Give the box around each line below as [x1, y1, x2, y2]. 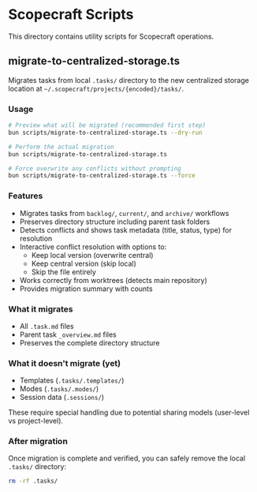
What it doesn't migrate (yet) [8, 357, 121, 368]
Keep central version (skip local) [31, 259, 136, 268]
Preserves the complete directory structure [19, 337, 160, 348]
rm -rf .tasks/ [8, 477, 58, 486]
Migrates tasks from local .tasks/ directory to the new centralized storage [8, 75, 250, 84]
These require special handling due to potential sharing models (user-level [8, 408, 250, 417]
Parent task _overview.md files [19, 330, 117, 339]
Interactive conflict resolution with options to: [19, 242, 167, 252]
